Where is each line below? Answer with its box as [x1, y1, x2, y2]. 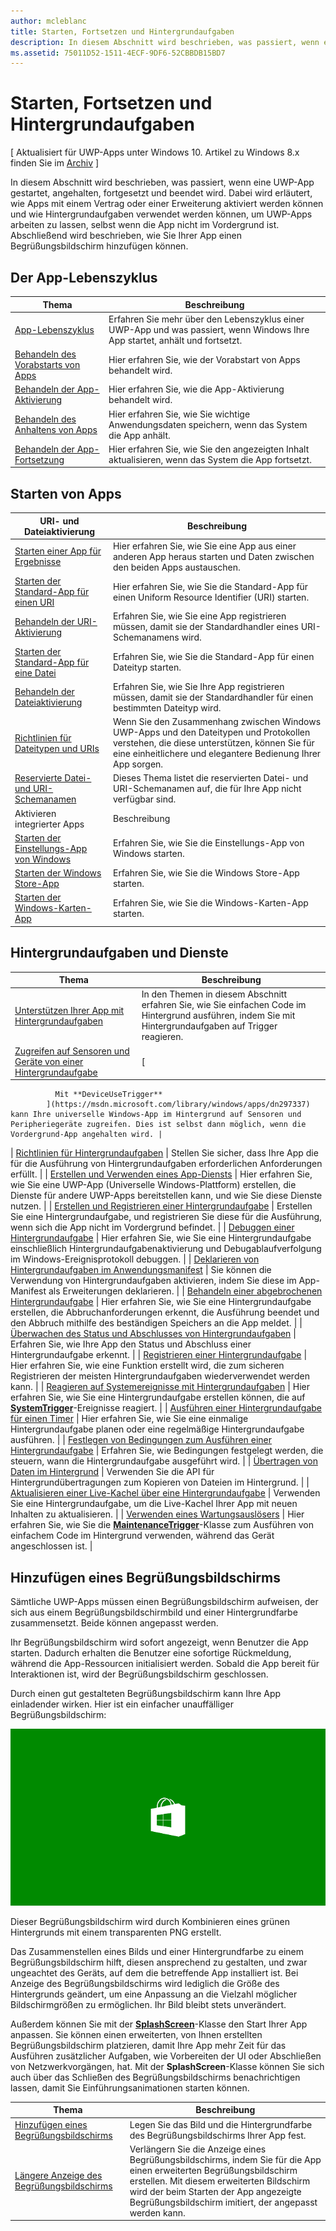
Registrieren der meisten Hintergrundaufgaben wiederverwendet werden [10, 1370, 310, 1382]
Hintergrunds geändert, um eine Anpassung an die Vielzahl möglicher [10, 1988, 298, 2000]
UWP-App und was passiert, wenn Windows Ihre [108, 323, 310, 335]
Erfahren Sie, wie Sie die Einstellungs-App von [112, 837, 305, 849]
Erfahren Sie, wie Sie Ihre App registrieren [112, 680, 285, 692]
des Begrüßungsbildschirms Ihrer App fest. [129, 2129, 307, 2141]
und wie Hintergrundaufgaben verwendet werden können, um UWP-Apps [10, 208, 313, 220]
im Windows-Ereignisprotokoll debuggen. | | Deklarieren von [10, 1253, 260, 1265]
